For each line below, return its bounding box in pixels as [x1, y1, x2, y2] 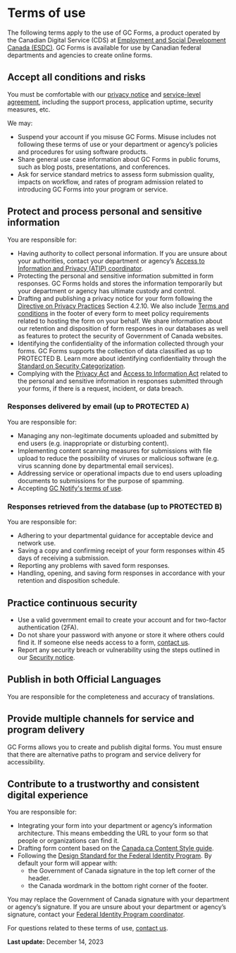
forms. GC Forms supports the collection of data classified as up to [17, 346, 213, 355]
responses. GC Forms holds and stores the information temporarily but [17, 279, 223, 288]
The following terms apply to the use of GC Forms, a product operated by [7, 28, 221, 37]
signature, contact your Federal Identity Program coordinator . [7, 910, 185, 919]
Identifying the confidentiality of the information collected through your [17, 339, 224, 348]
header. [27, 874, 51, 882]
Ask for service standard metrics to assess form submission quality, [17, 170, 215, 178]
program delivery [7, 724, 85, 736]
